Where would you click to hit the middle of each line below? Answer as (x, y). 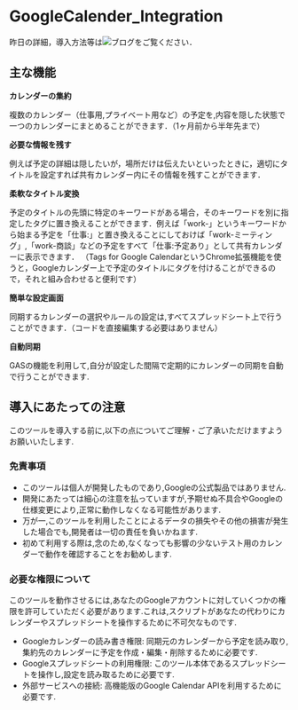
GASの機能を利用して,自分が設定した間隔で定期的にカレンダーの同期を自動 (146, 365)
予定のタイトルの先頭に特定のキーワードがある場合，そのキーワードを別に (145, 212)
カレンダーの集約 (40, 96)
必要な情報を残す (40, 145)
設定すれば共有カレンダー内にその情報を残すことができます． (153, 174)
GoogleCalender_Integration (116, 16)
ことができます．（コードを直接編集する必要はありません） (116, 327)
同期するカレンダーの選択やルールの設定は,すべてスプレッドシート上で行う (146, 316)
